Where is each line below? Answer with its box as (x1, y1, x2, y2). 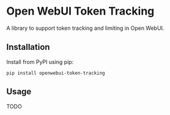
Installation (6, 42, 50, 52)
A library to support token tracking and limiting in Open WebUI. (6, 24, 164, 32)
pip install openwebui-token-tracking (6, 70, 105, 76)
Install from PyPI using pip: (6, 58, 74, 65)
